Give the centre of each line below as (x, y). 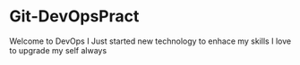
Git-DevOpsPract (74, 16)
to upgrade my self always (58, 50)
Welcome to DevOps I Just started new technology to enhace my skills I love (150, 41)
